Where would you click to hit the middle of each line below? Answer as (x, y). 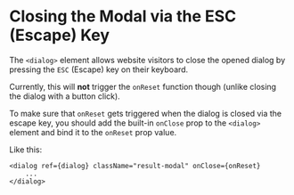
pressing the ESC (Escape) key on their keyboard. (99, 69)
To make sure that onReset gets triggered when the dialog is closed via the (146, 113)
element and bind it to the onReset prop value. (93, 132)
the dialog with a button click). (65, 96)
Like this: (26, 150)
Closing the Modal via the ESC (123, 16)
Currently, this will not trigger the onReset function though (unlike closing (143, 86)
